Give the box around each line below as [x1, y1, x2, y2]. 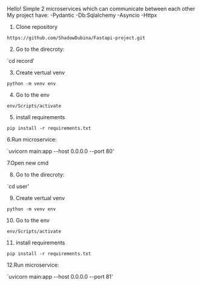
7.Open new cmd [7, 160, 49, 166]
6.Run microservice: [7, 136, 57, 143]
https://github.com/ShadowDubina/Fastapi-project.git [7, 35, 146, 41]
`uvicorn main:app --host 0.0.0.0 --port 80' [7, 148, 114, 155]
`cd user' [7, 183, 30, 190]
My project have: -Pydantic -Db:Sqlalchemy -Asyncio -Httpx [7, 11, 157, 19]
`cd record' [7, 57, 35, 64]
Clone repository [15, 24, 58, 30]
